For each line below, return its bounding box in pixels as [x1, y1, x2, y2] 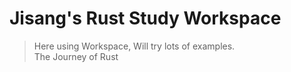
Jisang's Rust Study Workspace [9, 7, 282, 30]
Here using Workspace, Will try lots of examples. [33, 40, 236, 52]
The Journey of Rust [33, 50, 119, 62]
